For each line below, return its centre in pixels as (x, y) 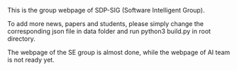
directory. (21, 39)
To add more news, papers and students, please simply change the (106, 24)
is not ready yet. (31, 60)
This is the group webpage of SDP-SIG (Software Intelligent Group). (106, 10)
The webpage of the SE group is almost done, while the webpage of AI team (119, 52)
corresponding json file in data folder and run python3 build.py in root (109, 31)
